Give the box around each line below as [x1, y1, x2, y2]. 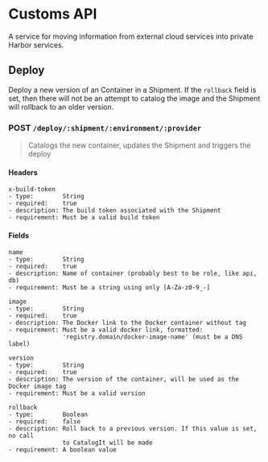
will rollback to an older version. [8, 102, 114, 111]
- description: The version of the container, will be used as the [8, 376, 240, 384]
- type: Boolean [8, 410, 89, 419]
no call [8, 432, 35, 440]
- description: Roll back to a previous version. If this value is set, [8, 425, 258, 433]
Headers [8, 167, 38, 177]
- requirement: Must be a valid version [8, 389, 146, 397]
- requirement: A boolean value [8, 446, 117, 454]
